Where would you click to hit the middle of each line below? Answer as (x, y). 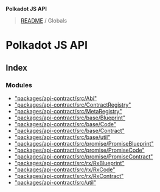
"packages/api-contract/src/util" (55, 182)
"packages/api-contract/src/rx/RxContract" (69, 176)
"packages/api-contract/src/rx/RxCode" (65, 169)
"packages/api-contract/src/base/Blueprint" (70, 118)
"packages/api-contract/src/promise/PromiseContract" (84, 156)
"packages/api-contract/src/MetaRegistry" (68, 111)
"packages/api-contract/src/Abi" (56, 98)
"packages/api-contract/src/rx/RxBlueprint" (69, 163)
